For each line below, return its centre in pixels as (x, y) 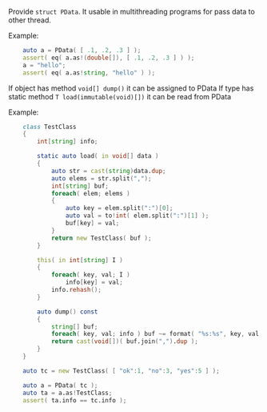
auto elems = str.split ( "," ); (101, 178)
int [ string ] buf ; (80, 186)
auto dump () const (68, 312)
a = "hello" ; (44, 65)
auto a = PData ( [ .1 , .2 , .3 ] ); (82, 50)
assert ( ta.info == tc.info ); (75, 400)
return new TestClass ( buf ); (101, 238)
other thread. (30, 20)
